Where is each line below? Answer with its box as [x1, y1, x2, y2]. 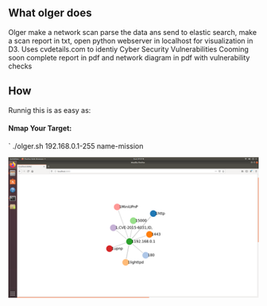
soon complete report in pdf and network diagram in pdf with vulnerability [8, 52, 250, 62]
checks [8, 61, 33, 71]
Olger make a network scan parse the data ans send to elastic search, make [8, 27, 257, 37]
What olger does [8, 6, 92, 20]
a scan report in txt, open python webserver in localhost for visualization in [8, 36, 253, 45]
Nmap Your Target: [8, 123, 72, 134]
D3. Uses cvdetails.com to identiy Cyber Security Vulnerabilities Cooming [8, 44, 249, 54]
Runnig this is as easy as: [8, 105, 91, 114]
